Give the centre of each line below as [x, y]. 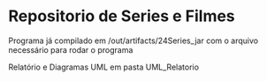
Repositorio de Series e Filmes [122, 16]
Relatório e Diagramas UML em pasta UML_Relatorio [104, 67]
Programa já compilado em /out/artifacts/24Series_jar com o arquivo [133, 40]
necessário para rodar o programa [71, 49]
